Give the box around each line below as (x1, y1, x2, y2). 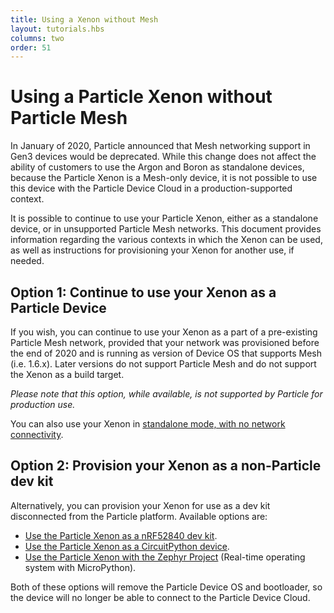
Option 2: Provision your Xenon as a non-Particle (10, 457, 322, 475)
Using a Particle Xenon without (10, 86, 273, 108)
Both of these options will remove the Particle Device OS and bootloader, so (10, 581, 323, 593)
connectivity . (10, 429, 64, 440)
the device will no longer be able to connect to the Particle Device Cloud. (10, 591, 311, 603)
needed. (10, 255, 45, 267)
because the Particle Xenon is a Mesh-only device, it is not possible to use (10, 172, 318, 184)
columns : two (10, 33, 65, 43)
